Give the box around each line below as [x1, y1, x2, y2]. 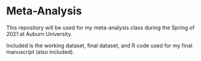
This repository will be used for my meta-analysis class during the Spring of [6, 24, 195, 31]
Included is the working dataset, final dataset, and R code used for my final [6, 42, 193, 49]
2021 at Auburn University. [6, 30, 72, 37]
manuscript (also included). [6, 48, 74, 55]
